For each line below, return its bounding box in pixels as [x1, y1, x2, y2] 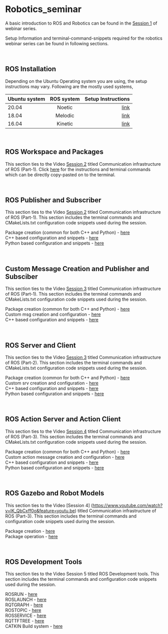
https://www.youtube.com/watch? [92, 502, 163, 508]
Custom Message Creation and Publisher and [5, 265, 149, 273]
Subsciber [5, 272, 38, 281]
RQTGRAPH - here [5, 602, 43, 608]
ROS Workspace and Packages [5, 148, 103, 156]
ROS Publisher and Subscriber [5, 196, 101, 204]
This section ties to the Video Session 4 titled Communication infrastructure [5, 428, 161, 434]
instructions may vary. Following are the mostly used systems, [5, 83, 133, 89]
